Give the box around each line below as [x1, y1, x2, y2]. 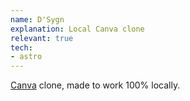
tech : [10, 42, 33, 53]
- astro [10, 52, 43, 62]
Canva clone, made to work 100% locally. [10, 79, 181, 91]
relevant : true [10, 33, 74, 43]
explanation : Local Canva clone [10, 24, 145, 34]
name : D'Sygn [10, 14, 65, 25]
